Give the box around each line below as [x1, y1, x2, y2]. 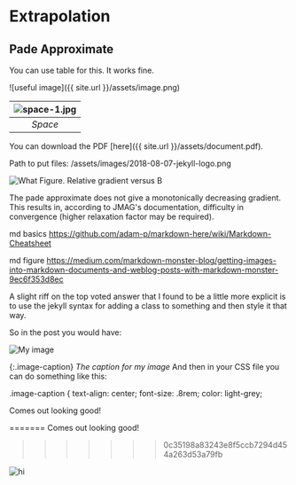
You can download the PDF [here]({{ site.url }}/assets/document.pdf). [9, 141, 264, 152]
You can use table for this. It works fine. [9, 65, 155, 75]
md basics [9, 229, 47, 239]
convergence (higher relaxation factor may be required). [9, 211, 214, 222]
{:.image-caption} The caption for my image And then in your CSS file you [9, 362, 280, 372]
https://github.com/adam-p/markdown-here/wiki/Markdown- [48, 229, 272, 239]
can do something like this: [9, 371, 108, 381]
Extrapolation [9, 6, 111, 27]
